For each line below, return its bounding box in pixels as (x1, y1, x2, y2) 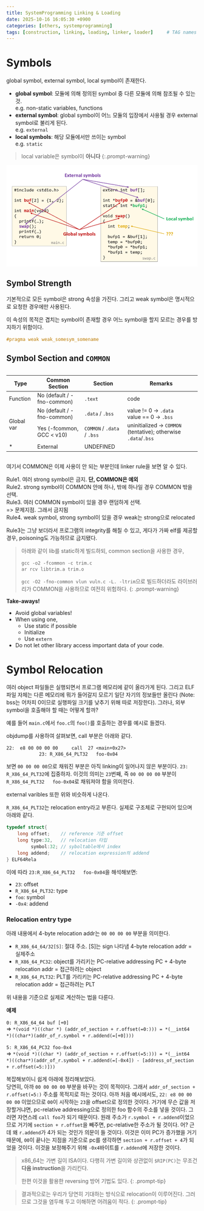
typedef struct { (6, 824, 47, 830)
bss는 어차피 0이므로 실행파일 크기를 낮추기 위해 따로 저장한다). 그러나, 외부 (6, 699, 186, 706)
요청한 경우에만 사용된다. (12, 303, 72, 310)
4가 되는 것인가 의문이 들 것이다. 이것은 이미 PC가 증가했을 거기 (47, 1128, 197, 1136)
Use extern (24, 635, 53, 642)
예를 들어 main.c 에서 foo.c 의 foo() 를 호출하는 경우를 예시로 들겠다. (6, 719, 166, 727)
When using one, (15, 616, 58, 623)
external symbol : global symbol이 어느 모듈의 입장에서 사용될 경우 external (15, 111, 198, 119)
